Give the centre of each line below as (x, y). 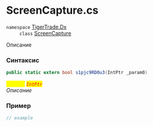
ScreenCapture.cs (52, 10)
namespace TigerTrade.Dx (36, 27)
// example (20, 118)
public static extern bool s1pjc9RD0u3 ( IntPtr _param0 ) (77, 73)
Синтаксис (23, 60)
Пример (19, 106)
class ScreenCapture (45, 33)
